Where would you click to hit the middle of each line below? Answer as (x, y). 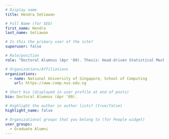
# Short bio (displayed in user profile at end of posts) (67, 92)
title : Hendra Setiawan (30, 14)
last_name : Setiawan (27, 33)
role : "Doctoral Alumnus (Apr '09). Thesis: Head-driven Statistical (80, 60)
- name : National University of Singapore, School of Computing (78, 78)
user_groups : (19, 124)
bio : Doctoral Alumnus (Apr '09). (41, 97)
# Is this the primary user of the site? (49, 42)
